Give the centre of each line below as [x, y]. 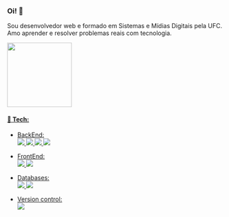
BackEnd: [31, 135]
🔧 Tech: [18, 119]
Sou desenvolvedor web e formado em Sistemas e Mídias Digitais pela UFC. [115, 26]
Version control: [40, 199]
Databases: [33, 177]
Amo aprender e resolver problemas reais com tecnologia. [89, 33]
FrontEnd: [31, 156]
